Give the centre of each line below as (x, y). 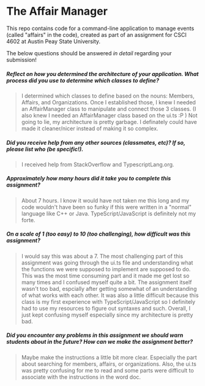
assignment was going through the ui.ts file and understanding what (107, 263)
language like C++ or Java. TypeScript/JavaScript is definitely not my (109, 214)
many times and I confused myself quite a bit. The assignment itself (106, 282)
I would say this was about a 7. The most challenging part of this (102, 256)
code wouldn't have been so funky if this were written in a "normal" (106, 207)
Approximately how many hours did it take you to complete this (89, 179)
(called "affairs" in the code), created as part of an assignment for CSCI (96, 34)
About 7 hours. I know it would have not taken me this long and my (105, 200)
